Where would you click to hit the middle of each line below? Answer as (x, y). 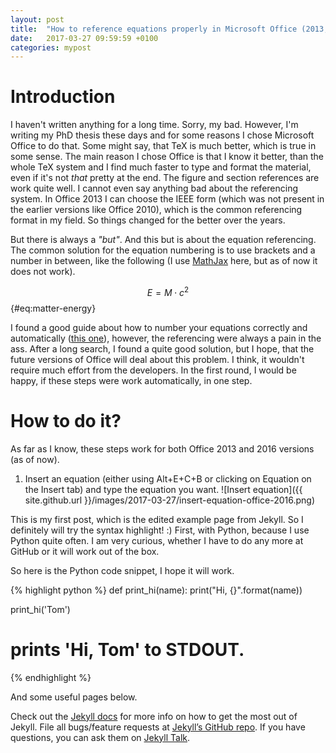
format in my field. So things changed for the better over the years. (148, 220)
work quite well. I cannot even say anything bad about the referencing (154, 188)
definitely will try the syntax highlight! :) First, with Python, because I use (160, 530)
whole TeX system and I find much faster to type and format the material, (161, 167)
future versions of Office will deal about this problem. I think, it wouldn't (157, 359)
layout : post (37, 19)
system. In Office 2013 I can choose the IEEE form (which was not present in (167, 199)
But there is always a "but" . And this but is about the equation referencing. (163, 240)
